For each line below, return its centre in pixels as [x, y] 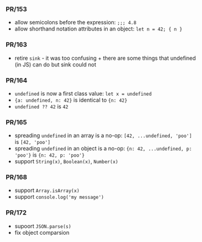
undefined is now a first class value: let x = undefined [83, 93]
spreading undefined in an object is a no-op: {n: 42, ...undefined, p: [103, 149]
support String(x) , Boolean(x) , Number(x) [66, 162]
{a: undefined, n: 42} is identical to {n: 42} [71, 100]
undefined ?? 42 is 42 [41, 106]
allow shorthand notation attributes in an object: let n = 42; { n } [98, 29]
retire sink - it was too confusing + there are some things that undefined [105, 58]
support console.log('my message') [59, 197]
